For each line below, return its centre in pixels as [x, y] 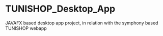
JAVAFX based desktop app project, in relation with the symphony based [82, 23]
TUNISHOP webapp [26, 28]
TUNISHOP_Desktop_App [60, 9]
